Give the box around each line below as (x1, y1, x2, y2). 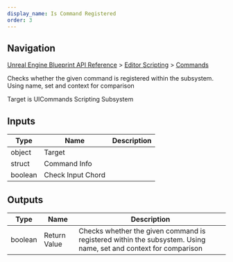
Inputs (7, 115, 36, 127)
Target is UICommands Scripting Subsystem (7, 95, 134, 104)
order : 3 (7, 17, 33, 24)
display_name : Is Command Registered (7, 10, 116, 17)
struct (10, 159, 30, 169)
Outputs (7, 194, 44, 206)
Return (44, 230, 66, 240)
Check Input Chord (44, 170, 106, 180)
